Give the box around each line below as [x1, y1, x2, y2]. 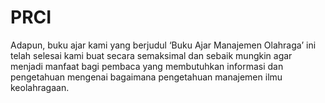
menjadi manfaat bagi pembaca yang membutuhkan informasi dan [10, 60, 284, 72]
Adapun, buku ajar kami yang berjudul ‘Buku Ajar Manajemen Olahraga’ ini [10, 39, 317, 51]
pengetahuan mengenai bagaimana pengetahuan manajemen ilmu [10, 71, 283, 83]
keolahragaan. [10, 81, 70, 93]
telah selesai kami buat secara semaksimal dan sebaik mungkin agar [10, 49, 293, 61]
